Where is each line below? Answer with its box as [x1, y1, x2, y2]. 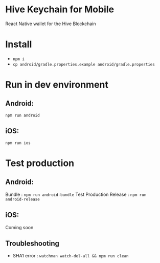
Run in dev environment [5, 79, 109, 91]
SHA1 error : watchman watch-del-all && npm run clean [12, 253, 129, 259]
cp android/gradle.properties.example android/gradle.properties [12, 62, 155, 67]
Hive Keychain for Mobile [5, 4, 114, 15]
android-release [5, 196, 40, 202]
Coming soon [5, 224, 34, 230]
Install [5, 38, 32, 50]
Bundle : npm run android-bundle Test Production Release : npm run [5, 191, 147, 197]
